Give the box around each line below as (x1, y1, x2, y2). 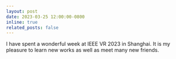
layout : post (6, 8, 38, 14)
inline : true (6, 19, 38, 25)
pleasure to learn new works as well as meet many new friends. (6, 47, 160, 54)
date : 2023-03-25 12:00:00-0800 (6, 14, 85, 20)
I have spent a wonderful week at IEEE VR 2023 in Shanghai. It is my (6, 40, 171, 47)
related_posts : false (6, 24, 59, 31)
